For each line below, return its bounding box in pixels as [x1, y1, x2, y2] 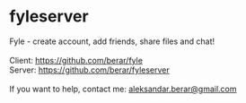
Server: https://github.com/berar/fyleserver [9, 64, 171, 75]
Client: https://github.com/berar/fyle [9, 55, 144, 65]
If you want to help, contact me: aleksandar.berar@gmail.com [9, 83, 237, 94]
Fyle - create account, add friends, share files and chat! [9, 36, 215, 47]
